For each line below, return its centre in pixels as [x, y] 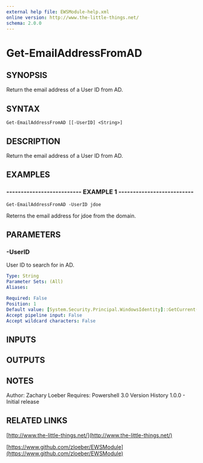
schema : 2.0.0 [24, 23]
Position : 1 [21, 304]
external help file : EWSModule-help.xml [58, 12]
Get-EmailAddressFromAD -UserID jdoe [54, 204]
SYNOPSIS [27, 75]
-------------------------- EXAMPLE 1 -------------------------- [100, 192]
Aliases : [17, 288]
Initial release [23, 401]
